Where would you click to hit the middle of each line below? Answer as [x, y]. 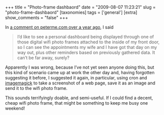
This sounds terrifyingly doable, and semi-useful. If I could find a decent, [79, 98]
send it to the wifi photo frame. [36, 88]
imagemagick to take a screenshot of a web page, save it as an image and [80, 83]
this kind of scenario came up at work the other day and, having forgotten [80, 73]
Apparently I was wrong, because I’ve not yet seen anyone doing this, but [80, 67]
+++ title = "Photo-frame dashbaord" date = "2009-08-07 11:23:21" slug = [81, 7]
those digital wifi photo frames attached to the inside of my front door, [88, 42]
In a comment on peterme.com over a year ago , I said [59, 27]
